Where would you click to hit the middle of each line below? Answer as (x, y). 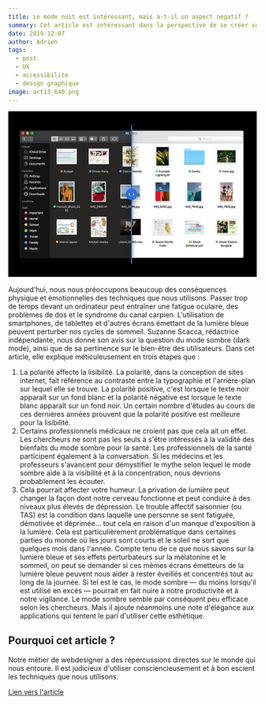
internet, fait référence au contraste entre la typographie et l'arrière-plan (137, 380)
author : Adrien (33, 42)
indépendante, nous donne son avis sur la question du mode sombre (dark (129, 339)
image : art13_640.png (44, 92)
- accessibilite (42, 75)
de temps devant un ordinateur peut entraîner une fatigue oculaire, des (123, 306)
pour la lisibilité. (45, 422)
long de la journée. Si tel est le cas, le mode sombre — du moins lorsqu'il (138, 582)
